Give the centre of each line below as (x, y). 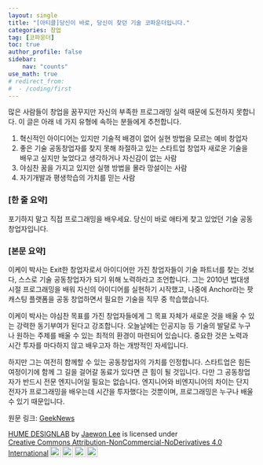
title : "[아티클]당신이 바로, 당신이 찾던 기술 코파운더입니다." (99, 23)
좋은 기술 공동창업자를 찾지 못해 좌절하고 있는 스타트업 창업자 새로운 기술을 (134, 148)
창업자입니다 (27, 228)
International (29, 452)
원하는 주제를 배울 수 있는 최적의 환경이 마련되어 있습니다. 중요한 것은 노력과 (132, 335)
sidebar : (22, 60)
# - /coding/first (40, 89)
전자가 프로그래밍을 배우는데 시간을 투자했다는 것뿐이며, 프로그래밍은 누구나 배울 (131, 391)
